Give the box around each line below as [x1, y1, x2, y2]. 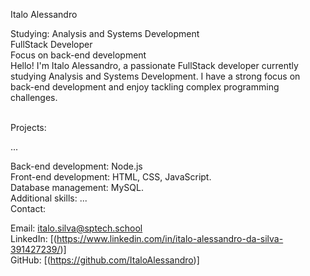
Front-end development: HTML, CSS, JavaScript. [10, 171, 212, 183]
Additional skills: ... [10, 192, 88, 204]
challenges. [10, 92, 58, 103]
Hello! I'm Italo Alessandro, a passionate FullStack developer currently [10, 60, 299, 71]
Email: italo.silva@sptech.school [10, 222, 143, 234]
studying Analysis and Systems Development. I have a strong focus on [10, 70, 301, 82]
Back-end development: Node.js [10, 160, 143, 172]
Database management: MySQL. [10, 182, 145, 193]
